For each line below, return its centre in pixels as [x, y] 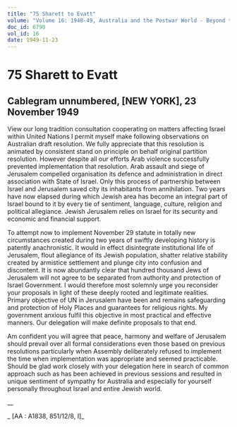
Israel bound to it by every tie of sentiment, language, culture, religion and [115, 204]
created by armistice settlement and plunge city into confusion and [105, 263]
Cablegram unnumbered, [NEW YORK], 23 [102, 101]
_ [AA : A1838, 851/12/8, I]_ [46, 416]
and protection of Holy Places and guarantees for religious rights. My [108, 308]
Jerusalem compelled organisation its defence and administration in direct [115, 174]
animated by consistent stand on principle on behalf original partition [107, 152]
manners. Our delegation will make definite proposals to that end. [102, 323]
